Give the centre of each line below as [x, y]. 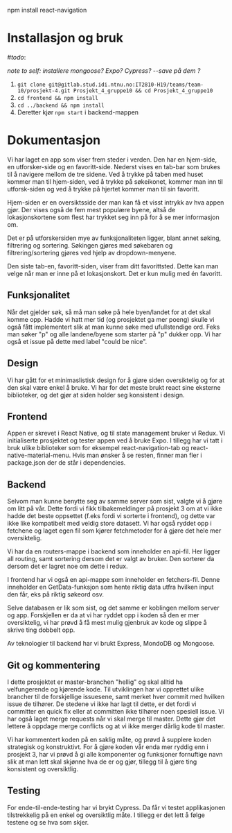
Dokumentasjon [54, 140]
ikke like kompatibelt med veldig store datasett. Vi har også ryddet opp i [110, 524]
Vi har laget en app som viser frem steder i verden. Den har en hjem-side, [112, 160]
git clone [32, 85]
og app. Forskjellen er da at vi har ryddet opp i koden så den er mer [103, 615]
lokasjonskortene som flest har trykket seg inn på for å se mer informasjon [113, 217]
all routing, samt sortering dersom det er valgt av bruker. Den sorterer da [111, 559]
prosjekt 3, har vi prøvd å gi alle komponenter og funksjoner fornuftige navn [115, 754]
